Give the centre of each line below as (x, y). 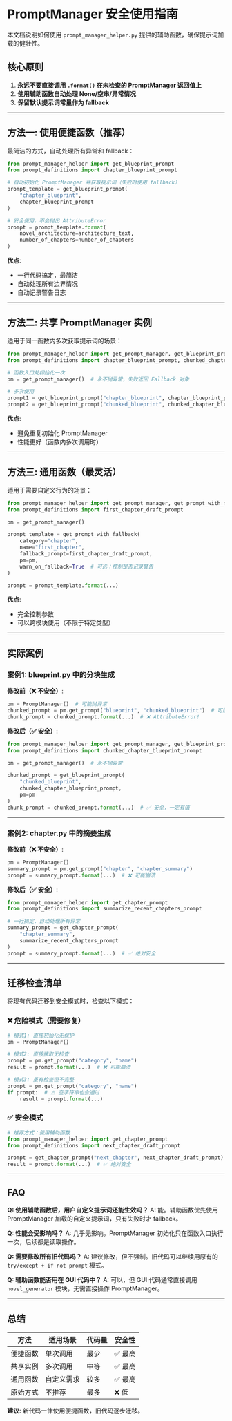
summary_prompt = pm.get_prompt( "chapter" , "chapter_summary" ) (100, 869)
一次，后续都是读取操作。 (43, 1242)
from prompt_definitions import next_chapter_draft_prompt (94, 1145)
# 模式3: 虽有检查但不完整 (41, 1080)
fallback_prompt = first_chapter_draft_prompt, (86, 554)
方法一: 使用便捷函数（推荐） (69, 133)
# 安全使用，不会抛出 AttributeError (57, 221)
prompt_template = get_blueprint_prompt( (68, 189)
